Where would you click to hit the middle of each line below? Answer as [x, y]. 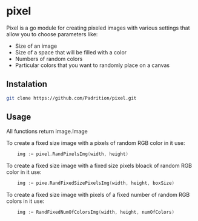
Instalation [27, 84]
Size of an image [36, 46]
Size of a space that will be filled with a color [71, 52]
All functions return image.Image [47, 132]
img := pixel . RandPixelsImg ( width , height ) [73, 154]
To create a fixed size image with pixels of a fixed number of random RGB [98, 195]
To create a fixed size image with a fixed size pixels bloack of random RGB [99, 166]
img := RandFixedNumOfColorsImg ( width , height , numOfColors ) [96, 213]
